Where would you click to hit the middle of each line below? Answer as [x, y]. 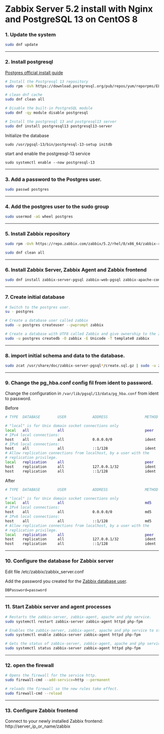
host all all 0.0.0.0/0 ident [81, 439]
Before [12, 408]
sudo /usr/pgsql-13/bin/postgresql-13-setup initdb [59, 144]
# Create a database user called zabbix [47, 321]
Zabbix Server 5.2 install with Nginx [79, 9]
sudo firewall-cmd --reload [34, 693]
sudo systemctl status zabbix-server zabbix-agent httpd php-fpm [73, 648]
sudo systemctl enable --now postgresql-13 [50, 162]
